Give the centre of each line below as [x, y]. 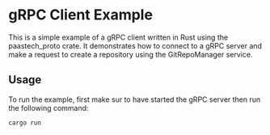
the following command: [49, 108]
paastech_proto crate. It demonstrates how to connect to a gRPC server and [135, 45]
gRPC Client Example [81, 15]
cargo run [25, 123]
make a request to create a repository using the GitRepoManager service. [131, 54]
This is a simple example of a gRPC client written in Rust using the [118, 37]
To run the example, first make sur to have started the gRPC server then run [135, 99]
